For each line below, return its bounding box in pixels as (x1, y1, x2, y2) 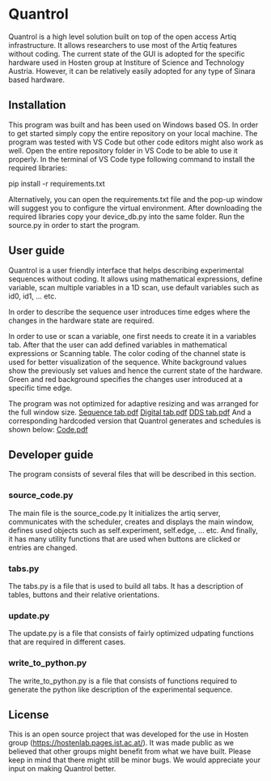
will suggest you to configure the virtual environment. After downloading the (8, 203, 263, 212)
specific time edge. (8, 383, 73, 393)
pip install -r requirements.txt (8, 178, 105, 188)
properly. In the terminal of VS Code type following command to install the (8, 154, 256, 164)
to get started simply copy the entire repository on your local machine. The (8, 128, 258, 138)
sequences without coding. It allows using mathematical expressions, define (8, 273, 263, 284)
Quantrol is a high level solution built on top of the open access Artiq (8, 32, 237, 41)
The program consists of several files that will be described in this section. (8, 470, 256, 479)
